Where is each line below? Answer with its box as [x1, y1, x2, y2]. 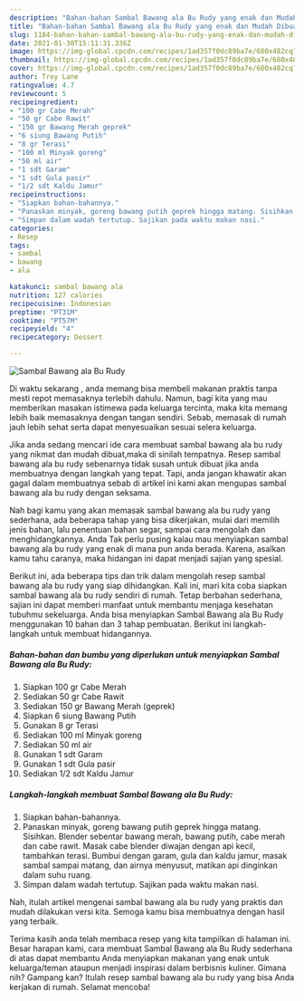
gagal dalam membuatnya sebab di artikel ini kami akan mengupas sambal [9, 477, 287, 488]
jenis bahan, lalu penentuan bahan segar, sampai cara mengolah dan [9, 525, 266, 534]
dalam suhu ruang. [22, 869, 93, 880]
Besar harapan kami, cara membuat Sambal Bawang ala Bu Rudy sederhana [9, 943, 293, 954]
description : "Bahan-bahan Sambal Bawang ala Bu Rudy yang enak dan [9, 13, 273, 23]
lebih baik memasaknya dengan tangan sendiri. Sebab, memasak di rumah [9, 412, 287, 422]
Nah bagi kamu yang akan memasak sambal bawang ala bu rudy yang [9, 505, 271, 515]
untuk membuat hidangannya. [40, 629, 152, 639]
